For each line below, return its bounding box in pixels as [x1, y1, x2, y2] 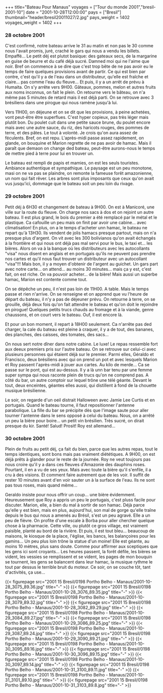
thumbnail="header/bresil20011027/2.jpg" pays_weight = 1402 [5, 15, 130, 20]
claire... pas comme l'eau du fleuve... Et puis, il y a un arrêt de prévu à [5, 79, 145, 85]
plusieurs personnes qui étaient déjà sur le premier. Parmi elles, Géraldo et [5, 351, 154, 357]
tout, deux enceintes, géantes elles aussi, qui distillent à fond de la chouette [5, 382, 157, 388]
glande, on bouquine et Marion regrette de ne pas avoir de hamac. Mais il [5, 140, 152, 146]
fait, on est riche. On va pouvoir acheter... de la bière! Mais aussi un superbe [5, 271, 158, 277]
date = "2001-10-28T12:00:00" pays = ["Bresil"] [26, 9, 121, 15]
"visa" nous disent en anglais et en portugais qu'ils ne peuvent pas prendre [5, 250, 156, 256]
